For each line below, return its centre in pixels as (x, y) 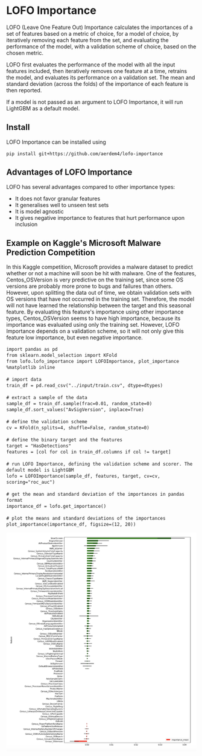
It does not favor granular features (58, 198)
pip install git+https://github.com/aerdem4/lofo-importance (85, 154)
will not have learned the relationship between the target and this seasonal (99, 306)
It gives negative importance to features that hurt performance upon (100, 217)
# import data (24, 380)
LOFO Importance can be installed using (56, 142)
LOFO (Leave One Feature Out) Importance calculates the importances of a (99, 27)
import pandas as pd (32, 350)
